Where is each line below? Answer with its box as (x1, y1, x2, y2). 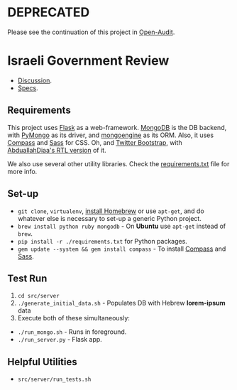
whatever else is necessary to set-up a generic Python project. (17, 214, 202, 222)
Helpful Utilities (7, 356, 78, 368)
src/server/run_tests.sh (17, 376, 92, 384)
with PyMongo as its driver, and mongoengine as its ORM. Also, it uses (7, 131, 214, 139)
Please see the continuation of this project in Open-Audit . (7, 28, 175, 36)
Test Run (7, 272, 48, 284)
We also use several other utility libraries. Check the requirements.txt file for (7, 159, 230, 168)
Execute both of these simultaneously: (17, 314, 130, 323)
